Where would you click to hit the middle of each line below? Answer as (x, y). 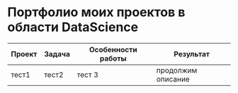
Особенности (113, 49)
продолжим (177, 70)
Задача (57, 54)
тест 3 (88, 75)
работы (113, 58)
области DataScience (73, 27)
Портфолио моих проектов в (96, 12)
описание (173, 79)
